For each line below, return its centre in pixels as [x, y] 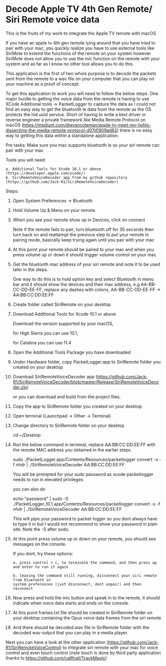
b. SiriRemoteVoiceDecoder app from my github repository [66, 177]
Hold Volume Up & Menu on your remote [54, 210]
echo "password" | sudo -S [41, 499]
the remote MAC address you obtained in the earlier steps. [72, 450]
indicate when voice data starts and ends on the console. [71, 603]
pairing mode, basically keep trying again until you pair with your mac [83, 240]
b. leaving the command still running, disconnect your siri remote [85, 576]
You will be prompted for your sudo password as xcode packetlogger [83, 474]
